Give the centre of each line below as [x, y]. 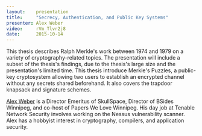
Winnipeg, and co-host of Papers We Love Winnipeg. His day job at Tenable [100, 108]
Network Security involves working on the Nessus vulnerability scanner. [96, 114]
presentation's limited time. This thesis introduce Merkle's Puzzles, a [92, 70]
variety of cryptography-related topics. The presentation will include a [93, 58]
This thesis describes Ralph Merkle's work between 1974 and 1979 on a [95, 51]
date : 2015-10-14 [35, 34]
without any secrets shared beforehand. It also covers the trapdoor [90, 83]
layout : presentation [37, 12]
